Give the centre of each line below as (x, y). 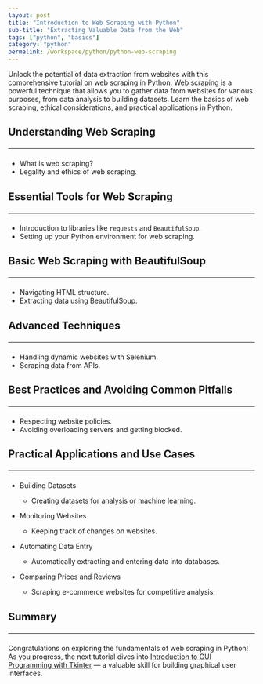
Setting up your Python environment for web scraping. (107, 236)
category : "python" (40, 45)
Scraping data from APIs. (60, 365)
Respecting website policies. (65, 421)
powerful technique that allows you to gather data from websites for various (130, 91)
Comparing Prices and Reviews (70, 577)
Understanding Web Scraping (82, 132)
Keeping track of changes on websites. (94, 531)
